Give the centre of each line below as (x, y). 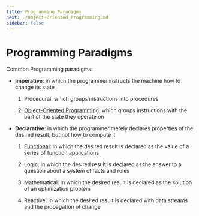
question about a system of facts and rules (77, 171)
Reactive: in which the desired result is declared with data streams (106, 200)
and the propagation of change (62, 207)
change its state (35, 87)
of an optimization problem (57, 189)
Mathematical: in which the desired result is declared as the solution (108, 182)
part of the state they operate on (64, 117)
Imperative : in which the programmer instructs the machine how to (98, 81)
